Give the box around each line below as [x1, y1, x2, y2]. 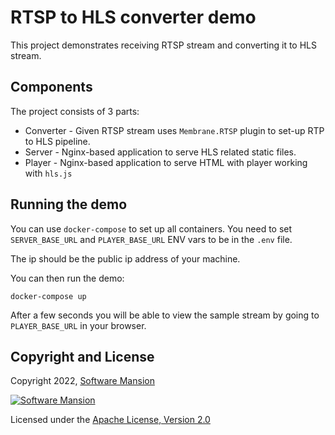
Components [10, 79, 93, 96]
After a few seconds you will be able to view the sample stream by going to [10, 309, 320, 321]
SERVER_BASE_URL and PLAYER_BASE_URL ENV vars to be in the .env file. [10, 233, 293, 245]
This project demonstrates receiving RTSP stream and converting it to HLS [10, 39, 317, 51]
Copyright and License [10, 348, 155, 365]
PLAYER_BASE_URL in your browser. [10, 319, 147, 331]
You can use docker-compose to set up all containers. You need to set [10, 222, 293, 235]
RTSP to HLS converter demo [10, 6, 257, 29]
